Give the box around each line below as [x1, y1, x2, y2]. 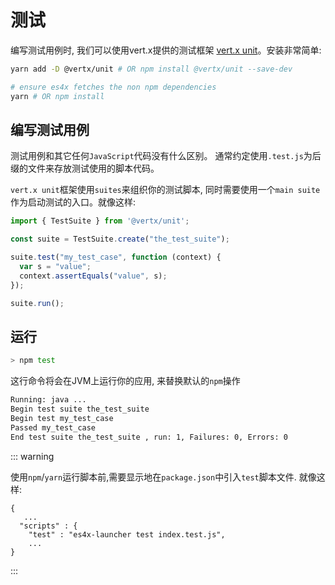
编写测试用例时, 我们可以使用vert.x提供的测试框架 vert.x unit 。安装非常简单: [10, 44, 322, 56]
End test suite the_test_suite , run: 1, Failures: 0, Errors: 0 [10, 432, 288, 442]
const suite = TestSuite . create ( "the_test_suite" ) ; [10, 234, 230, 245]
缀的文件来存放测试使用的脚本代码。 [10, 162, 160, 175]
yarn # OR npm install [10, 91, 105, 101]
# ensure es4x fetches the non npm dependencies [10, 82, 217, 92]
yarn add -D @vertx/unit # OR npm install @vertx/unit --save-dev [10, 64, 293, 74]
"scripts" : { [19, 521, 78, 531]
